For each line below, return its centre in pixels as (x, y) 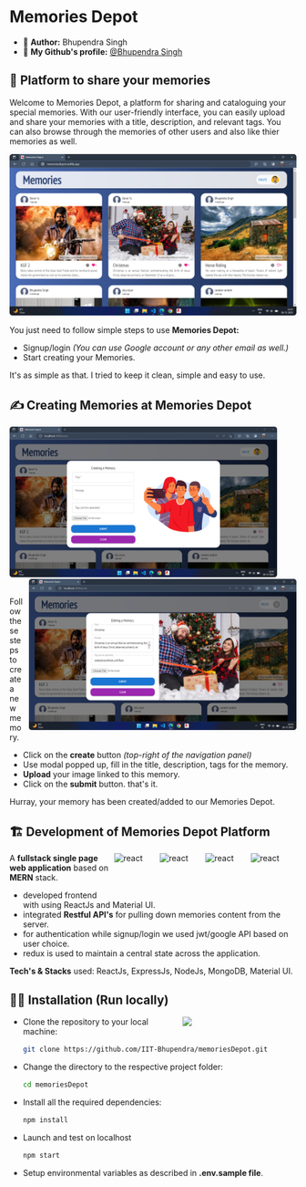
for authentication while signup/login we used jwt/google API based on (155, 934)
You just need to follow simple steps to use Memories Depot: (124, 330)
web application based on (59, 868)
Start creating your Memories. (79, 358)
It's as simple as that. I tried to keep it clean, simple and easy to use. (138, 375)
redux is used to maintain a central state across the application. (142, 953)
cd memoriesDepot (56, 1084)
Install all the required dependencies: (92, 1102)
